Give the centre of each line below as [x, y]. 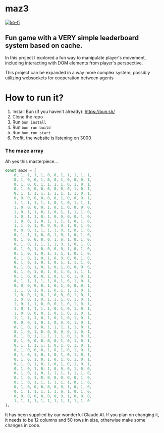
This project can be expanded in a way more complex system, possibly [78, 72]
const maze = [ [21, 170]
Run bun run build [31, 127]
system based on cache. [44, 46]
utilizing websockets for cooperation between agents [59, 78]
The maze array [24, 151]
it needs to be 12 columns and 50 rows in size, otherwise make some [75, 420]
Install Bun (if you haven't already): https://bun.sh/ [64, 111]
